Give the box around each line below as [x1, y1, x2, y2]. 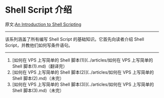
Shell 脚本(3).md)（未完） [12, 87, 64, 93]
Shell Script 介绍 [5, 4, 72, 16]
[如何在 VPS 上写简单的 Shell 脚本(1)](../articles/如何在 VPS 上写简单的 [12, 57, 153, 63]
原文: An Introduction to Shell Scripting [5, 21, 82, 27]
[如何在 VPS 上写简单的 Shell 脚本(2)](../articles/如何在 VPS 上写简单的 [12, 69, 154, 75]
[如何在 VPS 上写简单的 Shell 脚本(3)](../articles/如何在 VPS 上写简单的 [12, 81, 154, 87]
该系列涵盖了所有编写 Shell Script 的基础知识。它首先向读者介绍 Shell [5, 36, 144, 42]
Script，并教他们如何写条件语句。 [5, 42, 73, 48]
